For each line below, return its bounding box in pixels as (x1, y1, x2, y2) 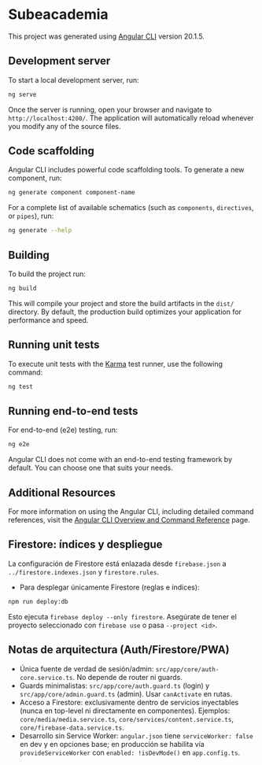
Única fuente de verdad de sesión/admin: (19, 663, 154, 674)
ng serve (8, 91, 37, 98)
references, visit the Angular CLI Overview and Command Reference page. (8, 516, 250, 525)
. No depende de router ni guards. (72, 672, 183, 682)
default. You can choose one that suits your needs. (8, 463, 173, 473)
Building (8, 248, 50, 261)
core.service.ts (19, 674, 73, 682)
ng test (8, 382, 34, 390)
